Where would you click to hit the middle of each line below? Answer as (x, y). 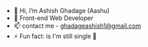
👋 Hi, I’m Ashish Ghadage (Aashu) (62, 11)
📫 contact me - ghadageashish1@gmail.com (77, 26)
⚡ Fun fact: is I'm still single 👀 (55, 36)
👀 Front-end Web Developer (53, 18)
